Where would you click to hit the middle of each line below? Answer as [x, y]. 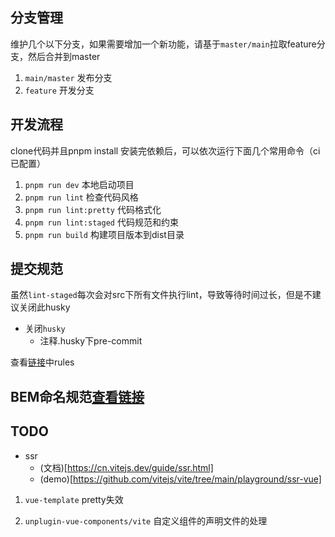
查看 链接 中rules [42, 362]
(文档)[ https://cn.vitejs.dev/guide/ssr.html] [126, 467]
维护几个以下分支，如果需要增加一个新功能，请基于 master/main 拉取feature [163, 44]
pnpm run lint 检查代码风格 [81, 197]
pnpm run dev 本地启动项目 [79, 184]
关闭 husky [45, 329]
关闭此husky [44, 307]
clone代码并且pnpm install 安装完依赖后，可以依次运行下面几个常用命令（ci [165, 150]
